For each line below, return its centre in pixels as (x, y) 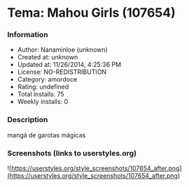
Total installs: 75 (41, 94)
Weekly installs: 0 (43, 102)
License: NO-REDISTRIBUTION (62, 72)
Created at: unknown (48, 57)
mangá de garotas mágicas (47, 135)
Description (28, 120)
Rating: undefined (43, 87)
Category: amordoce (47, 80)
